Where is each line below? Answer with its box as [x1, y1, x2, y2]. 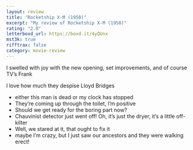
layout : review [6, 8, 44, 15]
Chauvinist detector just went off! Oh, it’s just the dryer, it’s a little [14, 112, 175, 120]
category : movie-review [6, 48, 66, 54]
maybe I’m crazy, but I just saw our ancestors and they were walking [14, 131, 184, 139]
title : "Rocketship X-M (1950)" [6, 14, 87, 20]
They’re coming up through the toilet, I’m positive [14, 100, 136, 107]
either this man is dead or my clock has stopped [14, 93, 133, 100]
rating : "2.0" [6, 25, 42, 32]
